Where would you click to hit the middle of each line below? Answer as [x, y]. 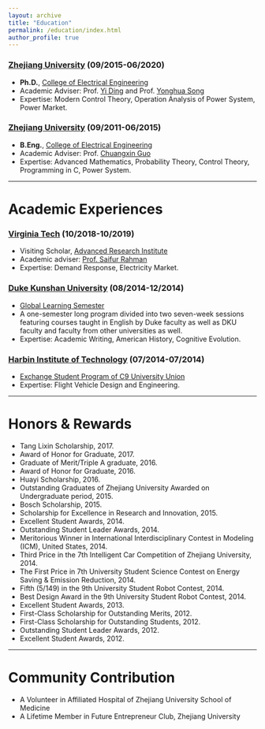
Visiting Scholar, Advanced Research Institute [93, 251]
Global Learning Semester [62, 305]
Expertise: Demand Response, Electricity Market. [99, 268]
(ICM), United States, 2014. [63, 546]
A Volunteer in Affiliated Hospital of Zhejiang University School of [125, 699]
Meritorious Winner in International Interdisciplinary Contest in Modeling [136, 537]
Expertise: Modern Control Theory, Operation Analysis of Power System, [137, 99]
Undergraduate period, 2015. [66, 496]
